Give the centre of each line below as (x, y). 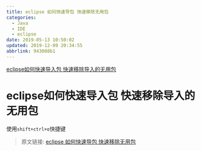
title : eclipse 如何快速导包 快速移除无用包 (58, 12)
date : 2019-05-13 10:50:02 (40, 40)
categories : (21, 18)
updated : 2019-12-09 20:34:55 (45, 46)
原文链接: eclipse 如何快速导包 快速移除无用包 (78, 141)
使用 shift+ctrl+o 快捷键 (36, 129)
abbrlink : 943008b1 (31, 51)
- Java (20, 23)
